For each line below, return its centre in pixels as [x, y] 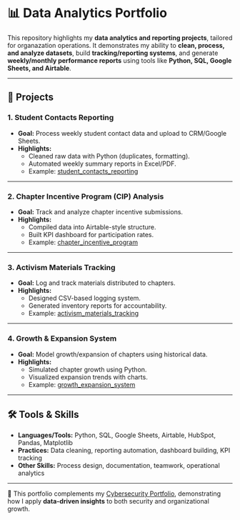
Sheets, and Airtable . [39, 68]
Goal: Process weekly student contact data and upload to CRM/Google [122, 133]
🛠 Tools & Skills [44, 414]
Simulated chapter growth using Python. [87, 369]
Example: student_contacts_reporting [83, 171]
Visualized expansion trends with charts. [88, 377]
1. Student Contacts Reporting [61, 118]
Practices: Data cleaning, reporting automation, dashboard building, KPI [124, 451]
